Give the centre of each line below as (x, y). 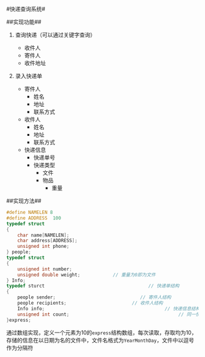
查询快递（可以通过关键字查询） (55, 35)
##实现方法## (24, 201)
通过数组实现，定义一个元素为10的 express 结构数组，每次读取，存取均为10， (102, 332)
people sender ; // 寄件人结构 (94, 297)
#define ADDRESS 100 (34, 218)
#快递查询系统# (26, 9)
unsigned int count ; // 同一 (107, 314)
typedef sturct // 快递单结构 (93, 286)
